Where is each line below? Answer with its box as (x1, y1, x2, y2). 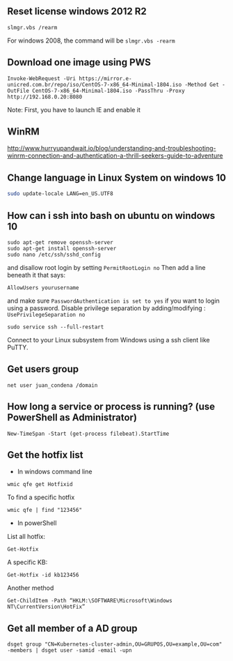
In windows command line (17, 467, 93, 476)
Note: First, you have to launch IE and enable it (7, 105, 141, 114)
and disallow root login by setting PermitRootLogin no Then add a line (7, 263, 206, 271)
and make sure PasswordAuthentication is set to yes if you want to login (7, 296, 220, 305)
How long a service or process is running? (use (7, 401, 216, 413)
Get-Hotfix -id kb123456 (7, 572, 79, 579)
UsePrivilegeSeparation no (7, 311, 86, 318)
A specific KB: (7, 558, 48, 567)
